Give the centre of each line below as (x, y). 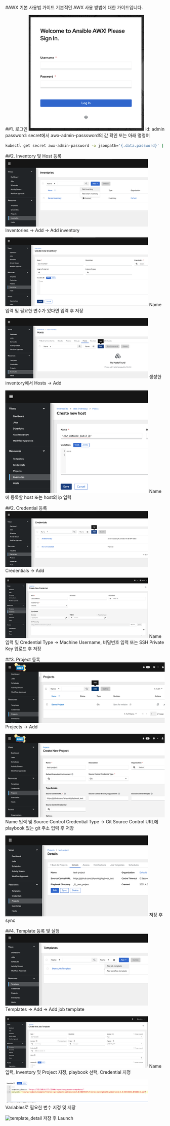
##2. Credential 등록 (26, 508)
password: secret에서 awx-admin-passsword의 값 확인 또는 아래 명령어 (78, 135)
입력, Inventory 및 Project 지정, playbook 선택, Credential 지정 (68, 1072)
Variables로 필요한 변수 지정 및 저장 (40, 1107)
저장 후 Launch (58, 1118)
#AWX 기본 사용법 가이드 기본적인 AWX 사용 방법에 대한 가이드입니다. (74, 7)
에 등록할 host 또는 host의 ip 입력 (38, 497)
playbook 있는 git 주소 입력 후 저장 (40, 828)
